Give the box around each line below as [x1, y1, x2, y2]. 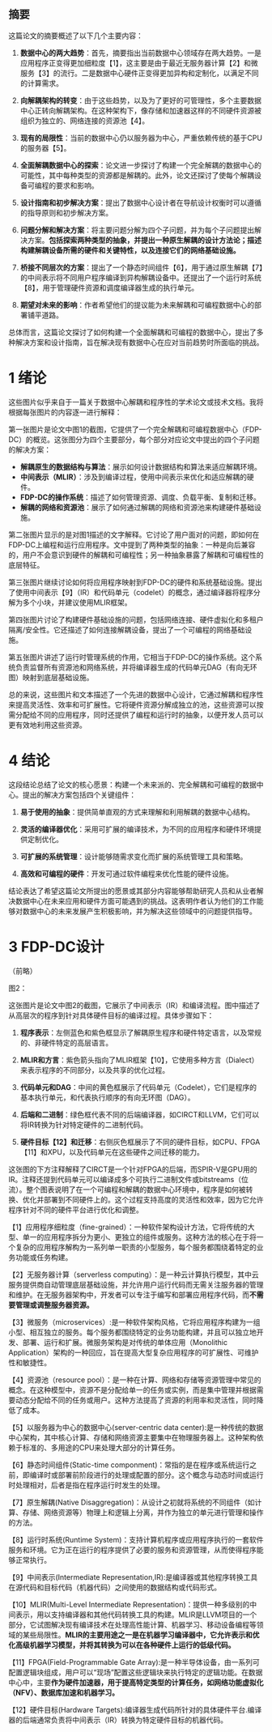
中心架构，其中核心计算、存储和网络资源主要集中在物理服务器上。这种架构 [8, 1432, 257, 1442]
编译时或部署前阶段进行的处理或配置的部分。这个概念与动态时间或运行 [29, 1470, 264, 1479]
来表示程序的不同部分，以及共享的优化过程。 [19, 1065, 170, 1075]
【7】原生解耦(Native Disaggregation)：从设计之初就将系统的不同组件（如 [8, 1497, 255, 1507]
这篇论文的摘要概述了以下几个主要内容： [8, 31, 143, 40]
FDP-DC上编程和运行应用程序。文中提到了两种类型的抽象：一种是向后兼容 [8, 539, 256, 549]
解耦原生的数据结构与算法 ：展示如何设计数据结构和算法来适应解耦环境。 [19, 462, 261, 471]
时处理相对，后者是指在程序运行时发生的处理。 [8, 1480, 164, 1490]
